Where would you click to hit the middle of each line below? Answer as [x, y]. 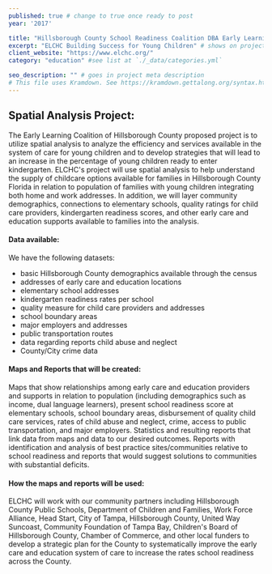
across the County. [40, 561]
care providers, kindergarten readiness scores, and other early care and [129, 212]
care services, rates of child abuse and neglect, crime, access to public [127, 421]
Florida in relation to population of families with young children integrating [132, 186]
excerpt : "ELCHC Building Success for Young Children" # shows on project [137, 45]
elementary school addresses [70, 290]
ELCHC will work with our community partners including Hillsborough [124, 501]
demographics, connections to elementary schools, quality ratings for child [134, 204]
